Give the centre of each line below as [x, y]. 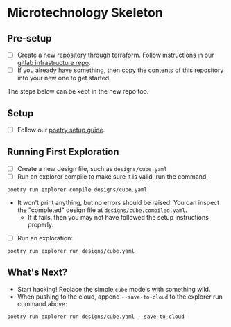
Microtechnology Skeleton [85, 13]
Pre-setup [29, 38]
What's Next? [37, 273]
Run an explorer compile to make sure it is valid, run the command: [112, 176]
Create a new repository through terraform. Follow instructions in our [115, 55]
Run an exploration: [45, 238]
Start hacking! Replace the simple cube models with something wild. [114, 289]
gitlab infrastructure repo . [54, 63]
